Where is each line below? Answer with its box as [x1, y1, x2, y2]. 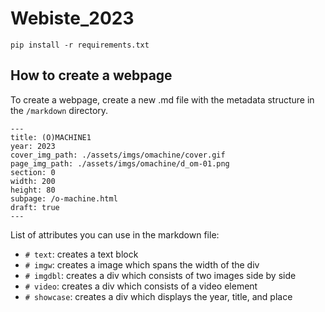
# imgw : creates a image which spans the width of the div [24, 258, 260, 271]
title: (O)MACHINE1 [10, 132, 92, 142]
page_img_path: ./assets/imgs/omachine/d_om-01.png [10, 158, 230, 169]
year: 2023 [10, 141, 56, 151]
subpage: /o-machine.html [10, 193, 118, 204]
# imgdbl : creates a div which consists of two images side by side [24, 269, 297, 281]
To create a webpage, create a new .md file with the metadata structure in [10, 93, 315, 106]
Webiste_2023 [10, 7, 135, 30]
